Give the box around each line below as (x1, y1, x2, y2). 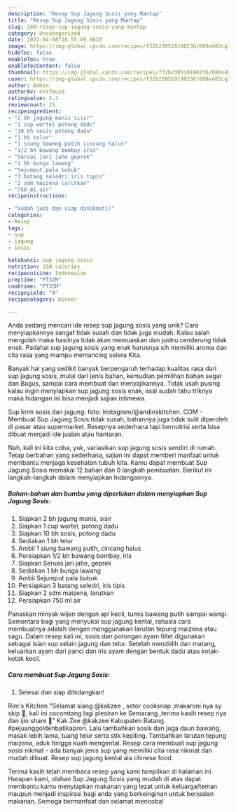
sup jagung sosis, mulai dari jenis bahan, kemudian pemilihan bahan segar (8, 372, 223, 380)
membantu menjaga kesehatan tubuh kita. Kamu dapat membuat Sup (8, 458, 208, 467)
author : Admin (8, 82, 50, 89)
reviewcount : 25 (8, 101, 55, 108)
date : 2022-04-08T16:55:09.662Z (8, 36, 102, 43)
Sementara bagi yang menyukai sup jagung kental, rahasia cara (8, 617, 191, 626)
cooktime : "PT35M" (8, 283, 62, 290)
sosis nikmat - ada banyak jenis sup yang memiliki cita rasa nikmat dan (8, 746, 213, 755)
